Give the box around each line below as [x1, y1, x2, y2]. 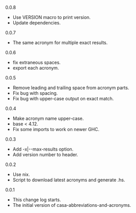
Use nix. [12, 172, 31, 177]
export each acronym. [12, 65, 60, 71]
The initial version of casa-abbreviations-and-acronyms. [12, 202, 131, 208]
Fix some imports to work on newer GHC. [12, 126, 100, 132]
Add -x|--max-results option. [12, 146, 74, 152]
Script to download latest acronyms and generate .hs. [12, 177, 125, 183]
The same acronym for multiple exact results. [12, 39, 108, 46]
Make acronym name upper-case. [12, 115, 84, 121]
